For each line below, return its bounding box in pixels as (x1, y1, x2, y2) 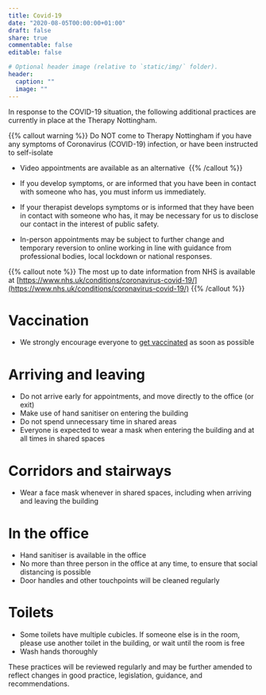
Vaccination (8, 311, 90, 330)
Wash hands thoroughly (19, 647, 98, 656)
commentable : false (8, 41, 73, 49)
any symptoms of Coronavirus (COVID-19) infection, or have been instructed (8, 139, 258, 149)
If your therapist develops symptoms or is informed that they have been (19, 202, 254, 211)
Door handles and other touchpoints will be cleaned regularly (19, 576, 220, 585)
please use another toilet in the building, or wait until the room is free (19, 639, 245, 648)
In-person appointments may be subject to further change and (19, 234, 225, 244)
